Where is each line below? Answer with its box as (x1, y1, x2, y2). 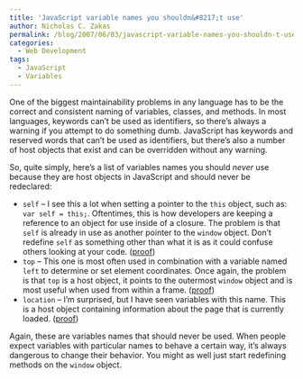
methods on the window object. (9, 359, 123, 370)
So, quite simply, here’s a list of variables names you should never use (9, 161, 270, 172)
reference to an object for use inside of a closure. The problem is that (22, 217, 281, 228)
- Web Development (17, 47, 87, 56)
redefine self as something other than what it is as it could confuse (22, 236, 273, 248)
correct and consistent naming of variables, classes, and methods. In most (9, 105, 287, 117)
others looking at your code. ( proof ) (22, 246, 156, 257)
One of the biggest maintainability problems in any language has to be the (9, 96, 284, 107)
